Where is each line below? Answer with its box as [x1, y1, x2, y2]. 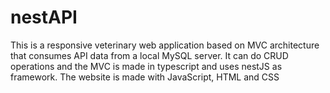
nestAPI [10, 6, 78, 29]
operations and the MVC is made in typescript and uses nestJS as [10, 60, 283, 72]
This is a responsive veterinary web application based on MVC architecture [10, 39, 320, 51]
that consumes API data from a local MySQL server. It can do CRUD [10, 49, 289, 61]
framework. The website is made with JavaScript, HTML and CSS [10, 71, 280, 83]
